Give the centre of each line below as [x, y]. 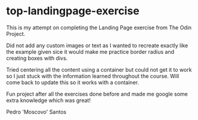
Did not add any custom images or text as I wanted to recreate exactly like [97, 45]
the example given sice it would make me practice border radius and [90, 51]
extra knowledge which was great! [49, 100]
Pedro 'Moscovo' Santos [36, 112]
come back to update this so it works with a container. [72, 82]
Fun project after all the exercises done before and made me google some [97, 94]
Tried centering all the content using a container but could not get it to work [99, 69]
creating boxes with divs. [37, 58]
